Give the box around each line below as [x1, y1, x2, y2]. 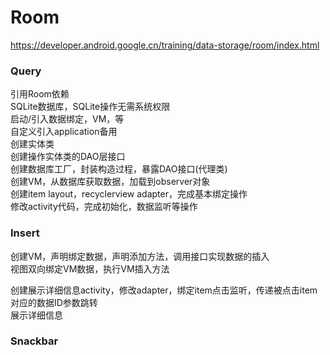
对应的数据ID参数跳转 [10, 296, 98, 308]
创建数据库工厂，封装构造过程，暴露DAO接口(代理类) [10, 163, 228, 175]
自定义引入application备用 [10, 126, 118, 138]
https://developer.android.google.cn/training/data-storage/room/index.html [10, 39, 320, 51]
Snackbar [10, 334, 59, 348]
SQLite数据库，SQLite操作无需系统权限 [10, 101, 171, 113]
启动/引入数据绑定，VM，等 [10, 113, 125, 125]
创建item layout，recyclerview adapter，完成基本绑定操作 [10, 188, 248, 200]
